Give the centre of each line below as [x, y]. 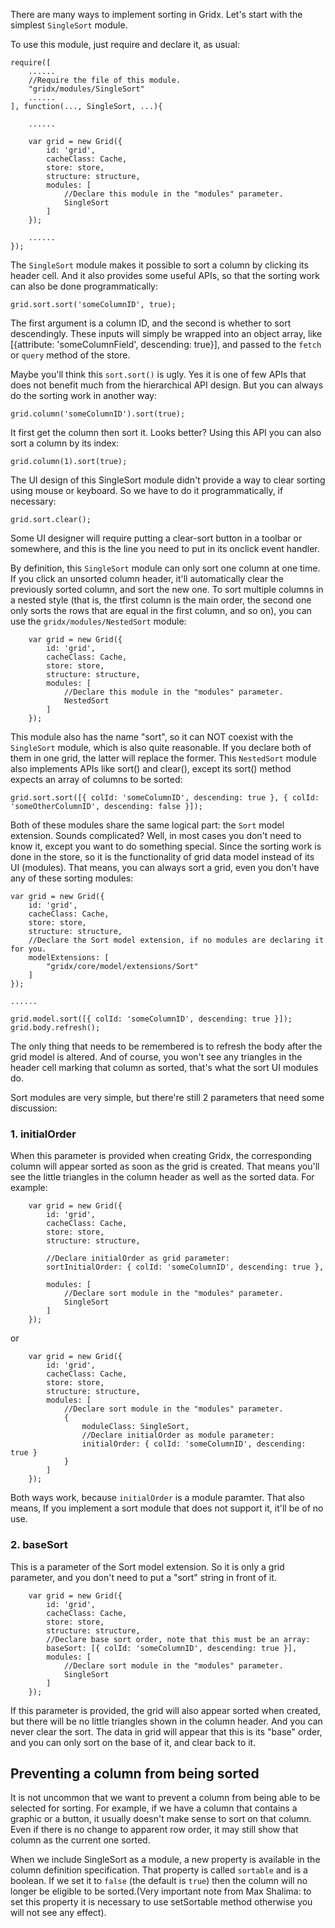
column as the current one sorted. [80, 1840]
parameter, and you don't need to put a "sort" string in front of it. [143, 1577]
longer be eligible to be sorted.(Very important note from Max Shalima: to [161, 1891]
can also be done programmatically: [84, 286]
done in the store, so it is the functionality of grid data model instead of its [162, 857]
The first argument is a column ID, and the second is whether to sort [151, 323]
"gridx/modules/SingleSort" [86, 89]
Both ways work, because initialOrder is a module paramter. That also [157, 1498]
